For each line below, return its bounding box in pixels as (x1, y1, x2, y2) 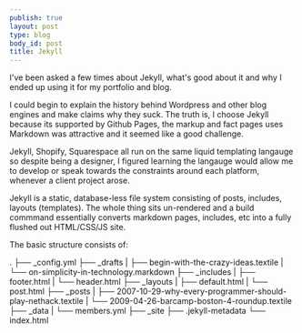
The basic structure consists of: (9, 239, 129, 250)
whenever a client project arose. (9, 175, 130, 187)
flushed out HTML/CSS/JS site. (9, 222, 126, 233)
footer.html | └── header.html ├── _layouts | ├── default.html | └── (9, 277, 268, 288)
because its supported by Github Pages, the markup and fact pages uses (9, 119, 284, 130)
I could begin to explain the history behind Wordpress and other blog (9, 99, 267, 110)
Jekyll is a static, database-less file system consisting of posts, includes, (9, 193, 282, 204)
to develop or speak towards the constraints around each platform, (9, 166, 260, 177)
